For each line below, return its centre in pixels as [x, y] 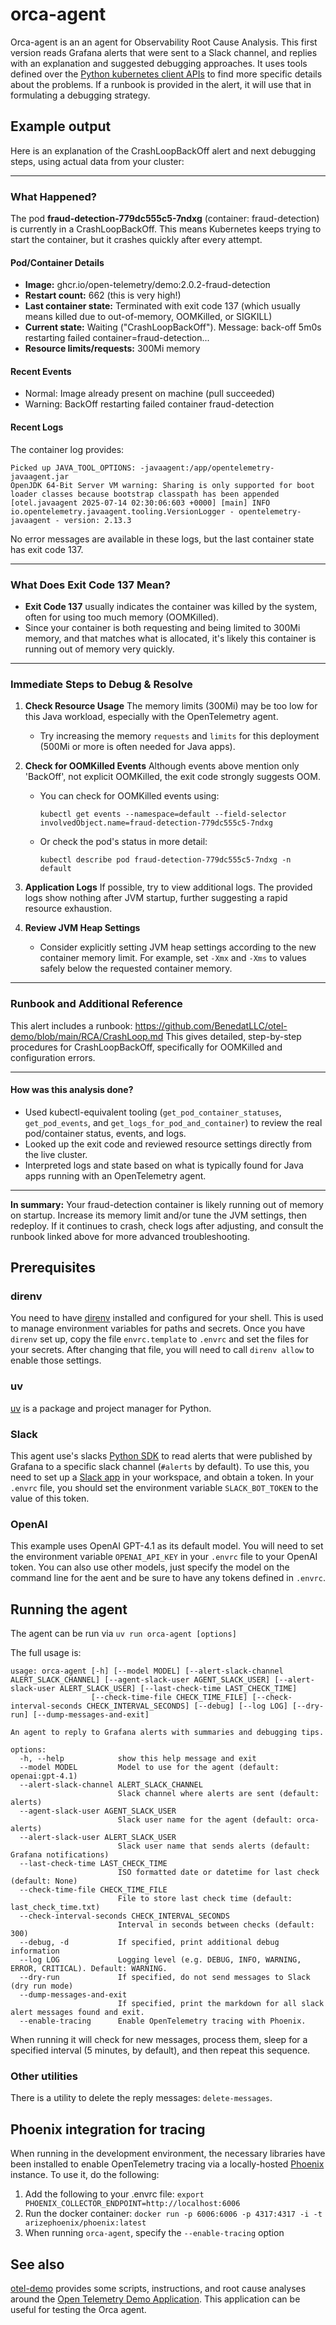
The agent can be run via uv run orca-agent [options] [123, 1634]
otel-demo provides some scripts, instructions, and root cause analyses [158, 2289]
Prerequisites [53, 1268]
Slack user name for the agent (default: [205, 1820]
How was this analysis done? [72, 1090]
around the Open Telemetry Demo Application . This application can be [155, 2299]
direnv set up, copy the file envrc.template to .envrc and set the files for [159, 1339]
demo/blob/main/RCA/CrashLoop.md [87, 1036]
